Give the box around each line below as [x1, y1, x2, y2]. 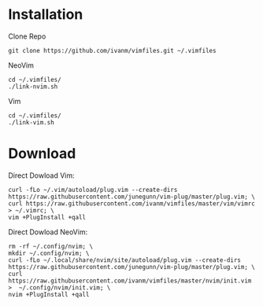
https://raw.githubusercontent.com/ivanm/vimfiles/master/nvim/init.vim [8, 277, 252, 285]
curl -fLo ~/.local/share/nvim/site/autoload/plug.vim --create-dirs [8, 256, 242, 264]
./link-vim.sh [8, 118, 55, 127]
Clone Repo [8, 31, 46, 41]
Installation [8, 6, 83, 24]
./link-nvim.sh [8, 83, 58, 90]
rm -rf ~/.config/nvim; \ [8, 242, 93, 250]
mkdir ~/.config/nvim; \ [8, 249, 90, 257]
